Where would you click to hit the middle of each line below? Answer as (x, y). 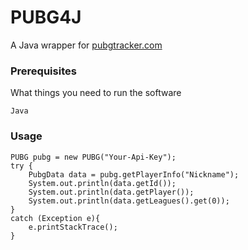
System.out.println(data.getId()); (102, 183)
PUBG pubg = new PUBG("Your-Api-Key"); (93, 157)
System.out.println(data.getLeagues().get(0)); (129, 201)
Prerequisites (43, 71)
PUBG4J (46, 17)
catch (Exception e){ (55, 218)
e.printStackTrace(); (73, 227)
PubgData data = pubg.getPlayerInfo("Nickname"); (134, 174)
